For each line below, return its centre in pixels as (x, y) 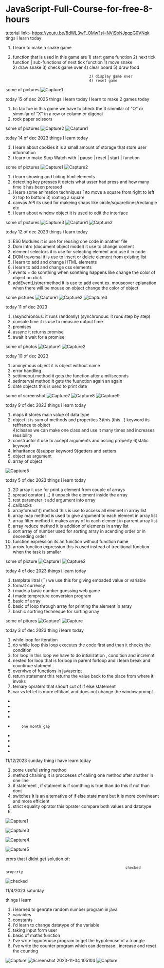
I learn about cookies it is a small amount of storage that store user (80, 147)
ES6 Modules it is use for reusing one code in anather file (70, 241)
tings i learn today (24, 38)
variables (22, 914)
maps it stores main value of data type (51, 414)
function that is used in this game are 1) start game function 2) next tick (84, 57)
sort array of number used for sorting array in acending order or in (79, 531)
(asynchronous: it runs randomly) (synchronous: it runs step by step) (82, 316)
